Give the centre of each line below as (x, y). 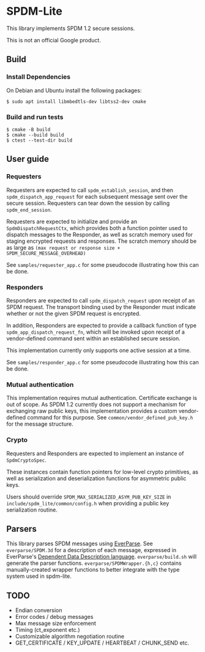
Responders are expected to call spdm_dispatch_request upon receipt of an (100, 300)
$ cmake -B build (28, 129)
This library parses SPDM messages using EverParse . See (80, 543)
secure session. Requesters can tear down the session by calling (88, 203)
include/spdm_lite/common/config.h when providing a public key (88, 503)
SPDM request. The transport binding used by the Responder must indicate (101, 307)
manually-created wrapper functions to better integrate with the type (93, 570)
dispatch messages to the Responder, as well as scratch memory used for (99, 234)
